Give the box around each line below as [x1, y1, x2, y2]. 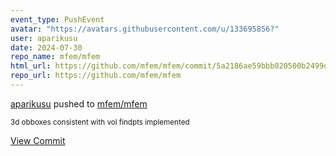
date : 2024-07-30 [10, 42, 83, 53]
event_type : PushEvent [10, 14, 105, 25]
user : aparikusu [10, 33, 78, 43]
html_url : [10, 61, 52, 71]
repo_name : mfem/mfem [10, 52, 101, 62]
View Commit [10, 134, 66, 146]
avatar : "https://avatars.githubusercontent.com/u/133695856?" [10, 24, 280, 34]
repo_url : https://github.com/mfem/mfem [10, 71, 182, 81]
